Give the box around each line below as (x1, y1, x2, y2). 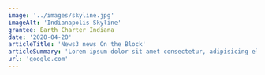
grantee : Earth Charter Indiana (8, 26, 114, 34)
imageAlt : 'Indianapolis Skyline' (8, 19, 122, 27)
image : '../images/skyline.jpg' (8, 11, 114, 20)
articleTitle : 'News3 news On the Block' (8, 41, 147, 48)
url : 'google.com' (8, 55, 69, 63)
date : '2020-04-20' (8, 33, 73, 41)
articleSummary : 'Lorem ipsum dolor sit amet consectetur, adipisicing (8, 48, 248, 55)
